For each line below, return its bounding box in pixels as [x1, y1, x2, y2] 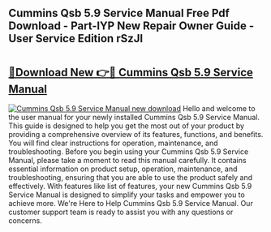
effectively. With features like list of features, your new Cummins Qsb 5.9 [8, 182, 252, 191]
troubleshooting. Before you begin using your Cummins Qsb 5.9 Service [8, 147, 249, 157]
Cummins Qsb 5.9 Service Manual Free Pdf [8, 6, 230, 20]
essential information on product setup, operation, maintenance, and [8, 164, 238, 174]
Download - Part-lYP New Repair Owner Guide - [8, 19, 255, 33]
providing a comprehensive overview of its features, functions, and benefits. [8, 130, 264, 139]
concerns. [8, 216, 43, 226]
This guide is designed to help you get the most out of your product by [8, 121, 245, 131]
